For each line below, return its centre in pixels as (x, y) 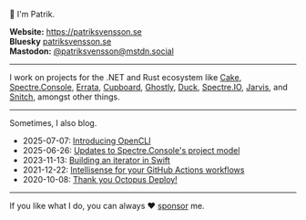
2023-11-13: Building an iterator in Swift (96, 160)
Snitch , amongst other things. (65, 97)
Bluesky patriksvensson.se (61, 42)
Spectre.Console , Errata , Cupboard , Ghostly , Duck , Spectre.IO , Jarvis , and (149, 87)
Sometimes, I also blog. (53, 123)
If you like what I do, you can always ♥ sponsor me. (107, 206)
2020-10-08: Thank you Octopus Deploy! (100, 179)
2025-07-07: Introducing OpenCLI (87, 141)
